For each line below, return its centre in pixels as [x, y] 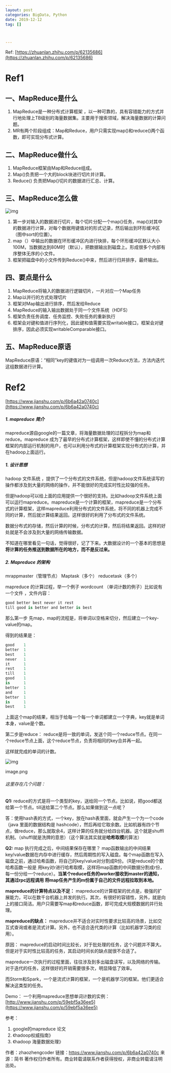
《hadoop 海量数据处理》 [38, 1041]
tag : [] [13, 24]
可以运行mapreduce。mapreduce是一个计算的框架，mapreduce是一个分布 [83, 502]
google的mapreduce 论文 [39, 1029]
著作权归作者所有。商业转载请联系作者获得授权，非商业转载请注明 [93, 1059]
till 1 [16, 674]
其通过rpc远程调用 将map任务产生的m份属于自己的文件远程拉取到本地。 [81, 880]
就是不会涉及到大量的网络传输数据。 [47, 532]
